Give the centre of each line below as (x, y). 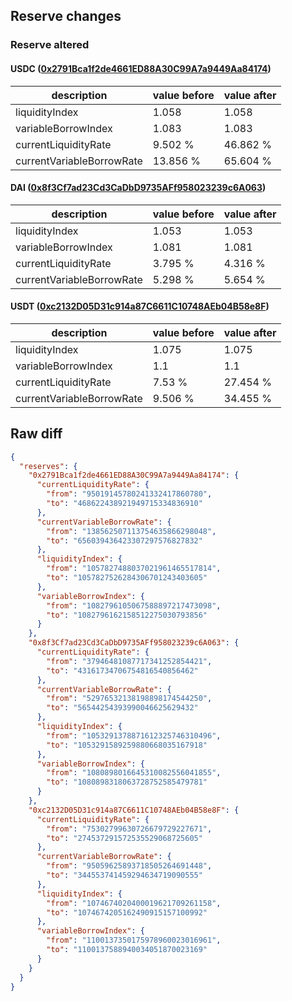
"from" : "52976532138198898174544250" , (129, 699)
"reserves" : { (48, 466)
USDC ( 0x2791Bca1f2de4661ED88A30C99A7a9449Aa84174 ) (141, 68)
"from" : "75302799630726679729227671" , (129, 829)
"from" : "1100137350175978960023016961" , (134, 940)
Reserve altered (50, 45)
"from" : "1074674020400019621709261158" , (134, 903)
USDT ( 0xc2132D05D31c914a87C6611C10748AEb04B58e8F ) (140, 306)
